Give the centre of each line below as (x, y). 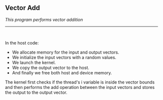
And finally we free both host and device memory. (62, 72)
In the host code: (22, 43)
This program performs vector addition (44, 19)
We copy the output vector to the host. (51, 68)
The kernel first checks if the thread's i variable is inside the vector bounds (80, 82)
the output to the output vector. (36, 92)
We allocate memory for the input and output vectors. (65, 52)
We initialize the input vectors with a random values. (64, 57)
